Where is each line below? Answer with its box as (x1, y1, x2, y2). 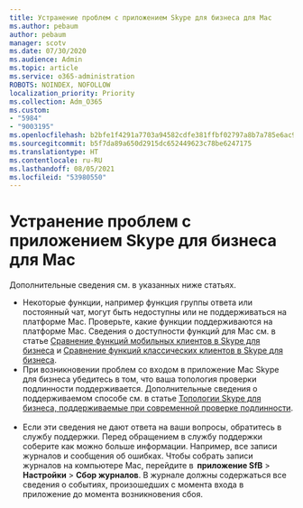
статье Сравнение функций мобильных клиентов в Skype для (22, 336, 261, 346)
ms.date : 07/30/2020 (9, 47, 87, 56)
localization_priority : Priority (9, 88, 135, 97)
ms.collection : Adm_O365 (9, 97, 103, 106)
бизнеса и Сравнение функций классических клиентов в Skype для (22, 345, 284, 356)
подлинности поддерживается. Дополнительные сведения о (22, 383, 258, 394)
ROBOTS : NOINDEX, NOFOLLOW (9, 80, 111, 89)
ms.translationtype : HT (9, 147, 99, 156)
